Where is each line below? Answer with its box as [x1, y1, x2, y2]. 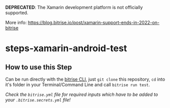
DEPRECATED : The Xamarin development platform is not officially [5, 5, 143, 10]
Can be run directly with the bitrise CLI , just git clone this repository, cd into [5, 76, 165, 82]
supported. [5, 10, 29, 16]
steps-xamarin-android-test [5, 43, 127, 54]
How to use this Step [5, 63, 72, 71]
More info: [5, 20, 27, 25]
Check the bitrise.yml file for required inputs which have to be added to [5, 91, 158, 97]
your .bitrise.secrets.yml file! [5, 97, 71, 103]
